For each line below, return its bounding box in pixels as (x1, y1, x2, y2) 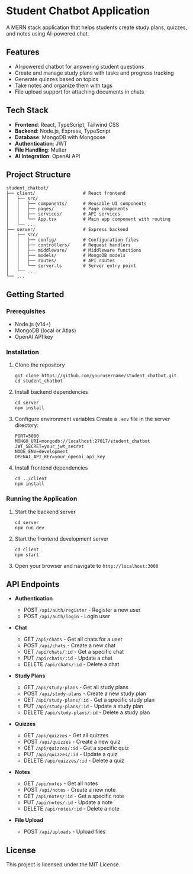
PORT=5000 (14, 433, 40, 439)
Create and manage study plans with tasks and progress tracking (14, 69, 174, 76)
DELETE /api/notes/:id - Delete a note (23, 805, 120, 812)
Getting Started (6, 289, 65, 300)
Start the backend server (14, 508, 76, 515)
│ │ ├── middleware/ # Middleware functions (6, 248, 142, 253)
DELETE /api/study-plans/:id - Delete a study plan (23, 709, 150, 716)
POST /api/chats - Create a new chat (23, 642, 116, 649)
